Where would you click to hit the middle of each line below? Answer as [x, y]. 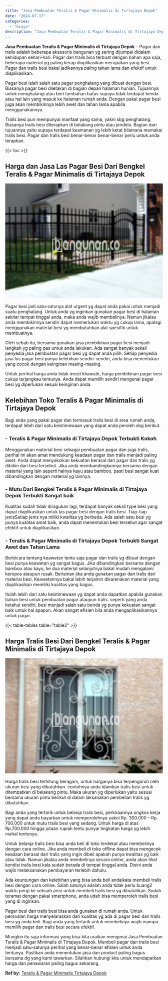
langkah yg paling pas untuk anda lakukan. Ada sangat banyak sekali [76, 348]
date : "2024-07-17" [25, 16]
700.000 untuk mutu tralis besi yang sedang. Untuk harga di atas [72, 823]
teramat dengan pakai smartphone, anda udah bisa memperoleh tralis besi [82, 896]
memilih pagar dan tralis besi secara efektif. [50, 927]
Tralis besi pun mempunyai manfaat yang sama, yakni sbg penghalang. [78, 119]
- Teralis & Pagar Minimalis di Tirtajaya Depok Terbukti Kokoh [81, 439]
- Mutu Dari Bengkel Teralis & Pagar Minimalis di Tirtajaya [76, 489]
